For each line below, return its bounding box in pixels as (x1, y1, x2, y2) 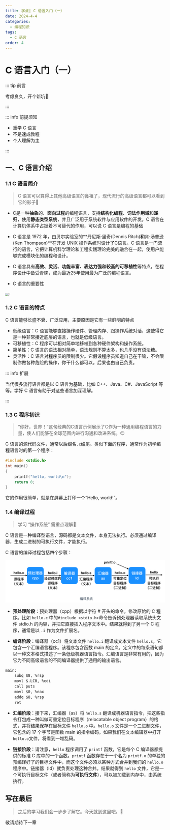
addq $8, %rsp (14, 695, 44, 700)
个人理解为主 (12, 137, 40, 144)
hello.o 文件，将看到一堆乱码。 (12, 735, 78, 741)
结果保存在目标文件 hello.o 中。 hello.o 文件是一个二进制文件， (30, 723, 164, 729)
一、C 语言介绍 (5, 163, 52, 173)
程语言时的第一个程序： (5, 447, 54, 453)
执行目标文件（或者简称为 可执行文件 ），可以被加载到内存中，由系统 (21, 771, 162, 778)
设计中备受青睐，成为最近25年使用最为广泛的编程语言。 (17, 270, 134, 276)
